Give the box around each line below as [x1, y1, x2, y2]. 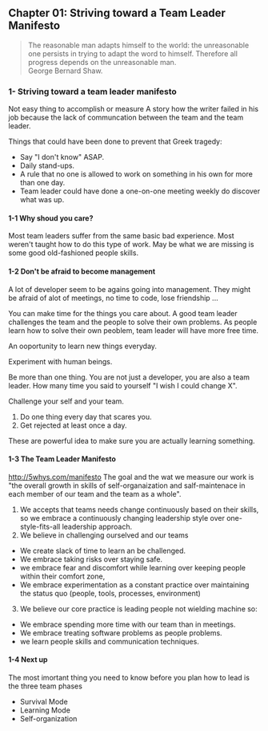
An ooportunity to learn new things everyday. [8, 341, 158, 351]
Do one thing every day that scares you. [19, 412, 152, 421]
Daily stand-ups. [19, 160, 74, 171]
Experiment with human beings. [8, 356, 113, 366]
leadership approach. [62, 522, 133, 531]
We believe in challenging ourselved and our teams [19, 530, 189, 540]
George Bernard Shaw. [27, 66, 103, 75]
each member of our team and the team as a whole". [8, 489, 182, 498]
